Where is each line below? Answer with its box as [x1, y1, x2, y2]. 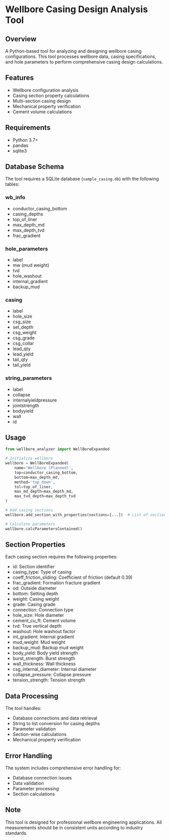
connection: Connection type [12, 607, 73, 613]
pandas [12, 142, 29, 148]
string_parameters [5, 375, 52, 382]
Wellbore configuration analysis [12, 87, 79, 93]
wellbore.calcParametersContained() [5, 526, 82, 532]
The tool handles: [5, 705, 41, 711]
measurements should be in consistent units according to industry [5, 824, 143, 830]
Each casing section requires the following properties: [5, 554, 118, 560]
